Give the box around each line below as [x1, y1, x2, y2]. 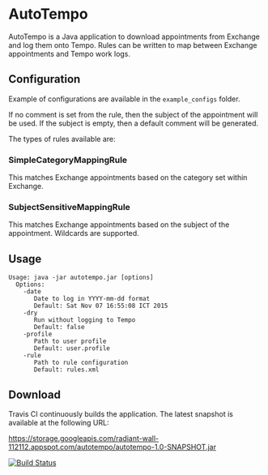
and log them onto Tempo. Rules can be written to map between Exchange [8, 40, 257, 49]
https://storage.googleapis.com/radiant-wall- [8, 433, 160, 443]
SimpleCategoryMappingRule [8, 154, 128, 165]
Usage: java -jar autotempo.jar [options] [8, 273, 154, 282]
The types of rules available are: [8, 134, 116, 143]
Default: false [33, 323, 85, 332]
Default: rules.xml [33, 366, 100, 374]
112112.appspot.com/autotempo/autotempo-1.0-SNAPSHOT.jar [8, 442, 217, 451]
